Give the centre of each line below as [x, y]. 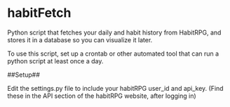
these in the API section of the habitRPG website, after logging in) [102, 96]
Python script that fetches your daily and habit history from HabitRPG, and [114, 32]
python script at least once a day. [55, 61]
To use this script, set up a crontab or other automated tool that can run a [113, 53]
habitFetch [39, 13]
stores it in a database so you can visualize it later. [80, 39]
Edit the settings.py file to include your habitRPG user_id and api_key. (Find [115, 88]
